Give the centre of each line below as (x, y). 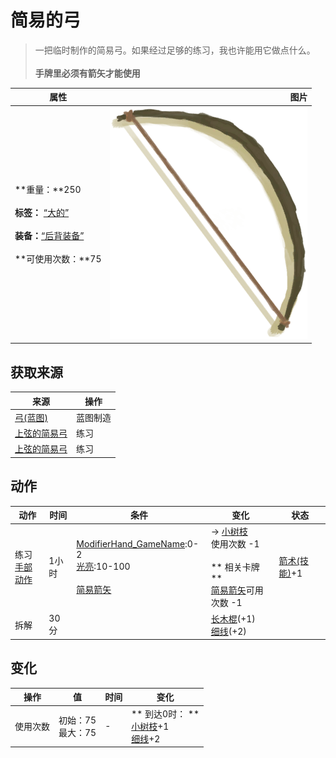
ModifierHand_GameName (131, 543)
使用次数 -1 (235, 544)
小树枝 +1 (150, 726)
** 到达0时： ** (165, 713)
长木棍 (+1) (233, 618)
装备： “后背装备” (49, 236)
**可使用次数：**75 (58, 259)
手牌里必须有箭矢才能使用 (87, 73)
